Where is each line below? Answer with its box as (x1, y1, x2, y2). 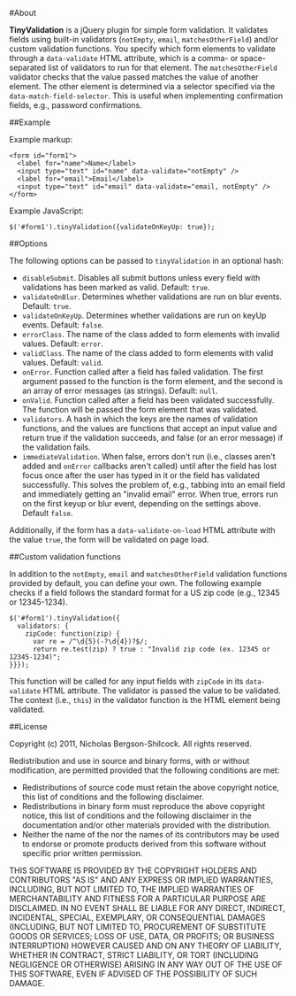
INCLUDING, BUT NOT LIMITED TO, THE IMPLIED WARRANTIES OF (9, 884, 254, 894)
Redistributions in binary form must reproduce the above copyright (21, 801, 265, 811)
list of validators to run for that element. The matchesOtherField (48, 62, 278, 73)
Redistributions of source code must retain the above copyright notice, (21, 783, 280, 792)
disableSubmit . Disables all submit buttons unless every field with (21, 273, 261, 282)
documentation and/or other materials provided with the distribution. (21, 820, 271, 830)
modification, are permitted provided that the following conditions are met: (9, 765, 280, 776)
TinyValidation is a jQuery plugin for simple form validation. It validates (9, 25, 269, 35)
